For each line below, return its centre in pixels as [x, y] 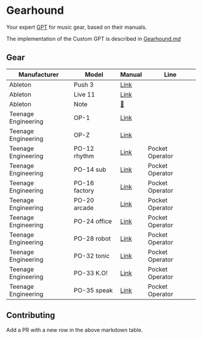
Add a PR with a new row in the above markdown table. [75, 330]
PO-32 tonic [92, 256]
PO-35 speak [93, 290]
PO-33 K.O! [91, 273]
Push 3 [84, 85]
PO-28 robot [92, 238]
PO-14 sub [90, 169]
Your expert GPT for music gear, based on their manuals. [77, 27]
